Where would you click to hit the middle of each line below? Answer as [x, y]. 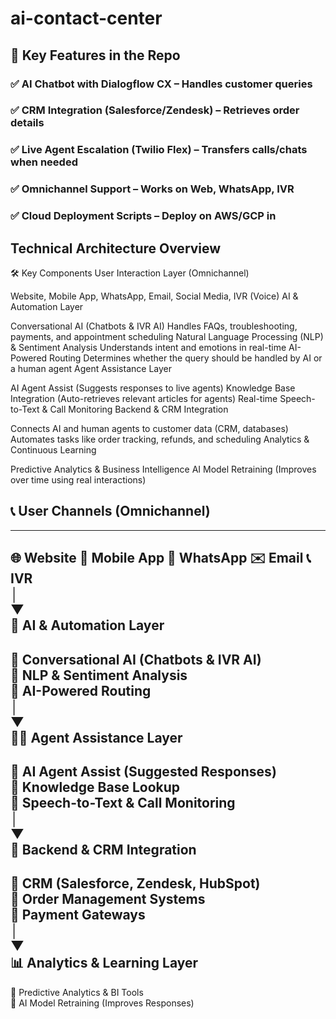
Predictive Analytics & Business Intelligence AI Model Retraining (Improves [163, 469]
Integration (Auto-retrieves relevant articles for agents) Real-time [144, 398]
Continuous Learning [53, 450]
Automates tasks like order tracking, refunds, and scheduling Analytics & [160, 439]
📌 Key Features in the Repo [95, 55]
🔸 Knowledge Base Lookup [95, 787]
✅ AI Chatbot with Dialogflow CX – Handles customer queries [161, 84]
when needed [44, 162]
